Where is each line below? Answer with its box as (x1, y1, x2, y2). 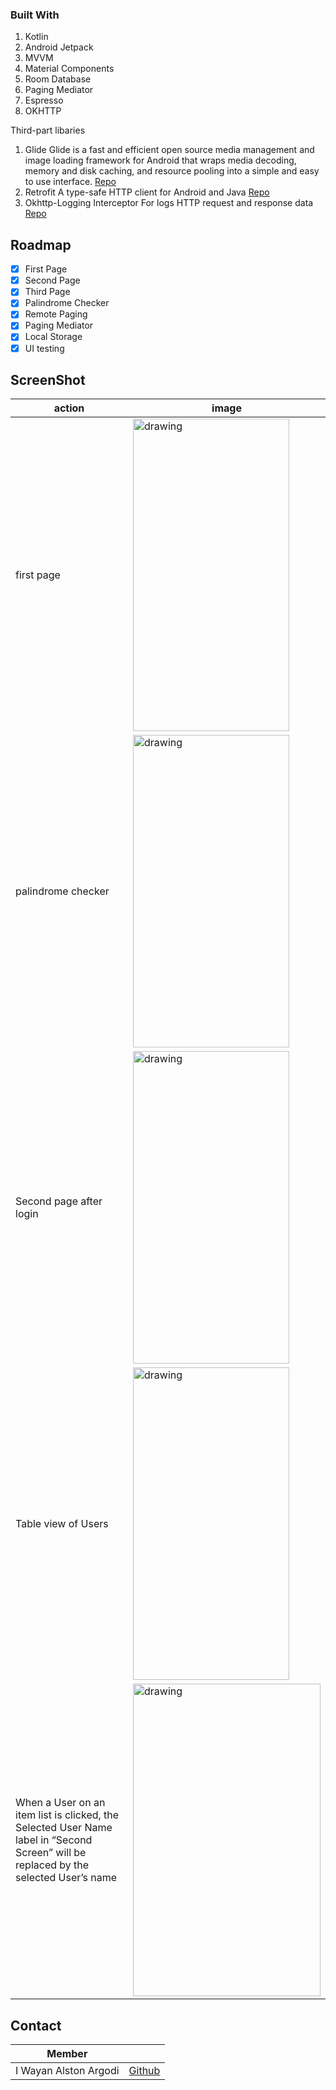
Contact (10, 2017, 62, 2034)
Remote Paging (24, 308, 88, 320)
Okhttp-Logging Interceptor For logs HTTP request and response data (24, 197, 314, 209)
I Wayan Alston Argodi (15, 2064, 120, 2078)
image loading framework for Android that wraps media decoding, (24, 154, 297, 167)
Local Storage (24, 331, 83, 343)
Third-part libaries (10, 124, 86, 137)
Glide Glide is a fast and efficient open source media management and (24, 144, 315, 156)
